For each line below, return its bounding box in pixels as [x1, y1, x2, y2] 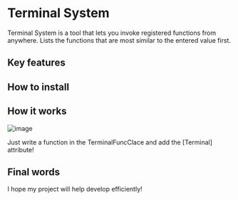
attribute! [7, 145, 34, 154]
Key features [7, 57, 66, 69]
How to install [7, 80, 70, 93]
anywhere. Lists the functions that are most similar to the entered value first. [7, 36, 232, 44]
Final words [7, 166, 61, 178]
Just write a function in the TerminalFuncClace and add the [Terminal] [7, 137, 212, 147]
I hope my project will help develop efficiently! [7, 185, 143, 194]
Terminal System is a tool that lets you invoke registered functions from [7, 28, 216, 37]
